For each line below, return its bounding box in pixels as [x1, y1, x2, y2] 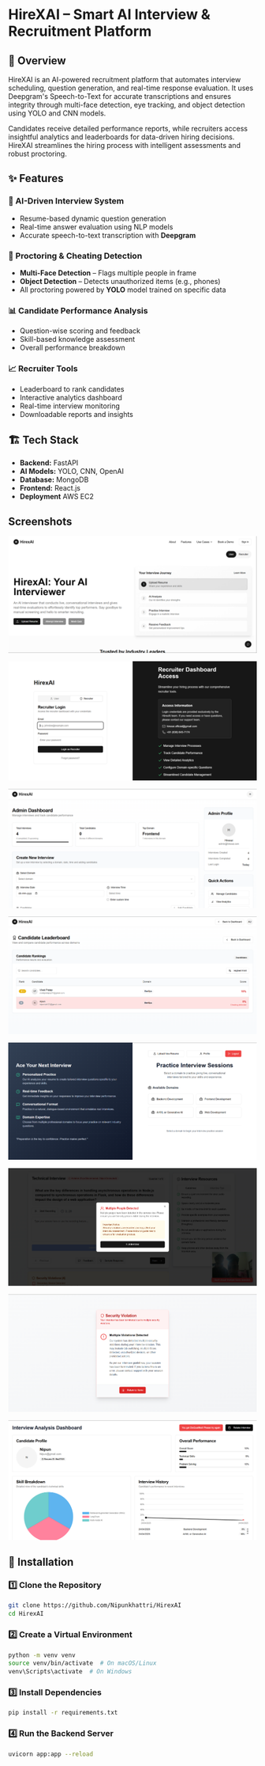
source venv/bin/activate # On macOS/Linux [8, 1659, 157, 1667]
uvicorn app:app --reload [8, 1750, 93, 1758]
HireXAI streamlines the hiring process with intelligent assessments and [8, 141, 241, 150]
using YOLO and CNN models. [8, 108, 106, 118]
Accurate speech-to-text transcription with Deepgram [19, 230, 196, 240]
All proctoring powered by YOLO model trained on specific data [19, 285, 226, 294]
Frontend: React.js [19, 483, 81, 493]
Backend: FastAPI [19, 458, 79, 468]
